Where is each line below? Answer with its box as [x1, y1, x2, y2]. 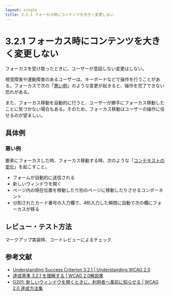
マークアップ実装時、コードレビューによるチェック [5, 236, 112, 242]
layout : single [5, 7, 37, 13]
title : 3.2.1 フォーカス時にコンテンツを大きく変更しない [5, 12, 114, 17]
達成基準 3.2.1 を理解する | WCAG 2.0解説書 [12, 272, 104, 278]
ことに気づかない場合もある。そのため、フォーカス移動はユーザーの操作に [5, 106, 160, 112]
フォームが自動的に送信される [12, 175, 75, 181]
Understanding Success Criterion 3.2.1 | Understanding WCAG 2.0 [12, 266, 151, 273]
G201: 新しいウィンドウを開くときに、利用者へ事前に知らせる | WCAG [12, 279, 159, 285]
